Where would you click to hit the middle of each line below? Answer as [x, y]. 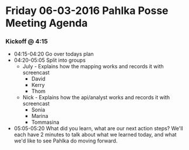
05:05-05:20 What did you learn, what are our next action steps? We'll [98, 128]
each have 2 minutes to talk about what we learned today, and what [95, 135]
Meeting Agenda [47, 23]
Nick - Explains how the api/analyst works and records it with [96, 97]
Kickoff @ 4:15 [27, 41]
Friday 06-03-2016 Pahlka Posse [87, 11]
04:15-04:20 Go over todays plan [54, 54]
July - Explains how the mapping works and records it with [93, 67]
